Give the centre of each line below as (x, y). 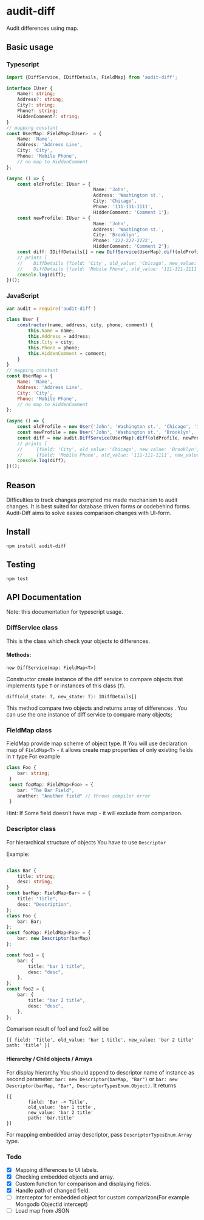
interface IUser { (29, 88)
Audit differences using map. (42, 28)
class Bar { (21, 871)
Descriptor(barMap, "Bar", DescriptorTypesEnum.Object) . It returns (91, 1085)
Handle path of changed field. (52, 1191)
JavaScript (23, 296)
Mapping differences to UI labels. (56, 1169)
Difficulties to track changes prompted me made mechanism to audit (92, 500)
